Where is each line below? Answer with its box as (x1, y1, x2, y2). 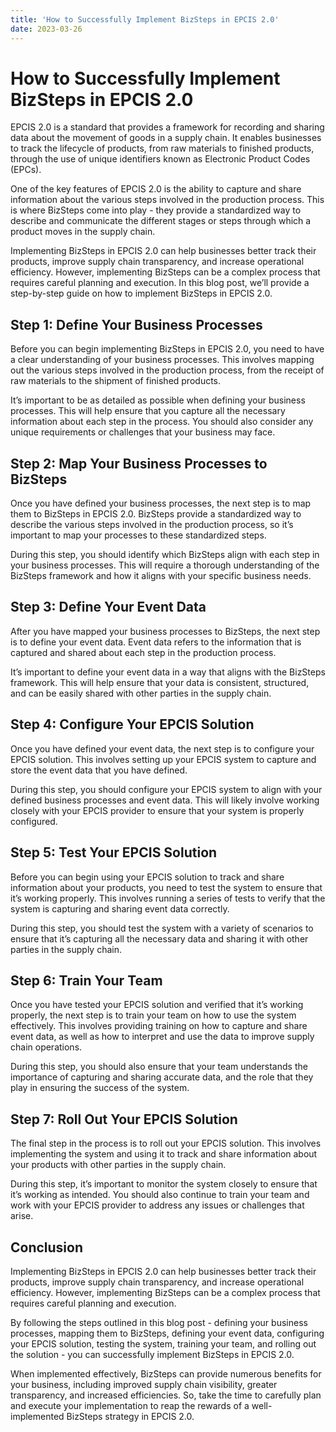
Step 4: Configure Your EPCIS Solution (10, 716, 255, 733)
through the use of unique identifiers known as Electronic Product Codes (10, 153, 311, 165)
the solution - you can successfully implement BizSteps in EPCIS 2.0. (10, 1348, 295, 1360)
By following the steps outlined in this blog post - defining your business (10, 1316, 308, 1328)
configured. (10, 815, 58, 827)
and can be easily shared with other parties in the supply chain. (10, 687, 272, 699)
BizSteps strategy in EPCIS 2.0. (66, 1410, 195, 1422)
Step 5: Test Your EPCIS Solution (10, 844, 218, 861)
